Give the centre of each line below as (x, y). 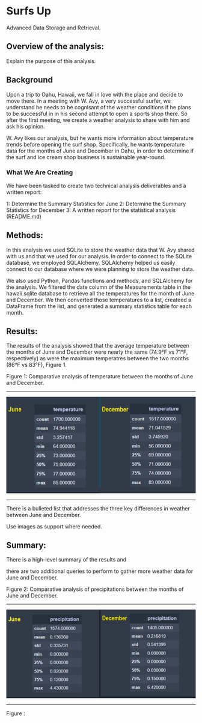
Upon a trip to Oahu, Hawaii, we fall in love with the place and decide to (95, 94)
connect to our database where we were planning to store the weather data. (100, 269)
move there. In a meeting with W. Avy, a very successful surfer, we (89, 101)
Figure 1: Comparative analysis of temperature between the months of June (100, 377)
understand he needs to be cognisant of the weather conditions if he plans (99, 107)
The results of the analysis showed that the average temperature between (98, 346)
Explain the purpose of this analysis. (51, 61)
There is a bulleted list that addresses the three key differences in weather (98, 508)
